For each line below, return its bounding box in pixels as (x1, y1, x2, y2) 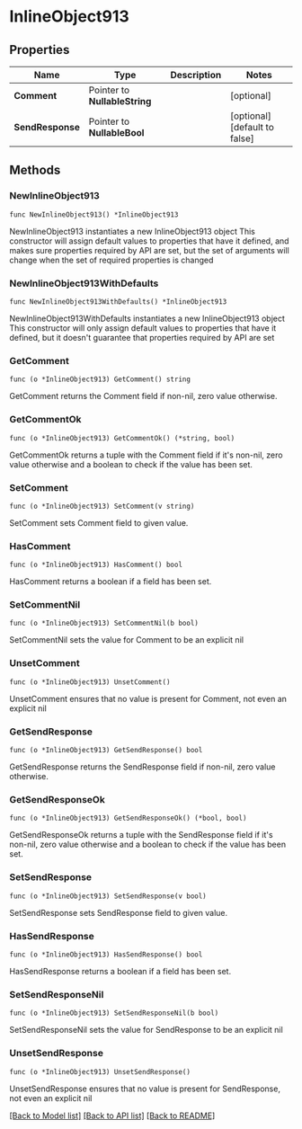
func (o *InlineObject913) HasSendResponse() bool (9, 950, 203, 959)
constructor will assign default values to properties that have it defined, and (9, 236, 289, 246)
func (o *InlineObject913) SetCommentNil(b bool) (9, 618, 200, 628)
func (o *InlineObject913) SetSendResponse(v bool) (9, 892, 207, 901)
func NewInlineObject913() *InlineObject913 (9, 209, 179, 219)
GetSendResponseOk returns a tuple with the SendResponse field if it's (9, 830, 273, 840)
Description (170, 69, 222, 81)
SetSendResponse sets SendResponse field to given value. (9, 907, 228, 918)
